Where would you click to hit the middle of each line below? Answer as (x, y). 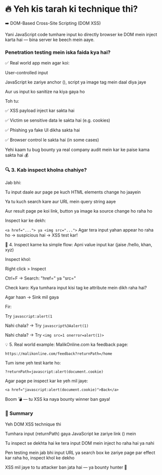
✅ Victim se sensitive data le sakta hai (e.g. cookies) (58, 120)
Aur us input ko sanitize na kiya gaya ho (45, 92)
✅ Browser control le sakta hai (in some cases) (52, 140)
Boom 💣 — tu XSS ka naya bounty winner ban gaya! (58, 399)
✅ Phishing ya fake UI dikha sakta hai (42, 130)
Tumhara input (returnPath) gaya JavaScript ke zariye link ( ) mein (71, 433)
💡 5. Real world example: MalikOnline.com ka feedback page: (67, 344)
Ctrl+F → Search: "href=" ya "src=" (41, 278)
